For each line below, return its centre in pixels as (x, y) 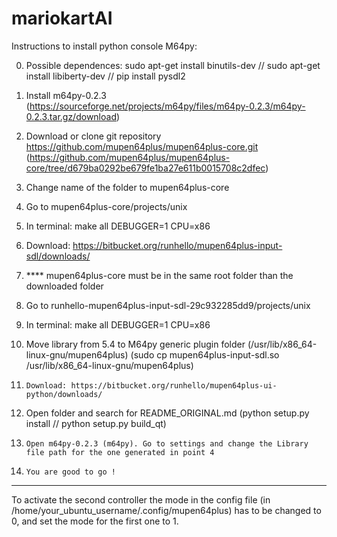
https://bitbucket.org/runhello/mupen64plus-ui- (174, 385)
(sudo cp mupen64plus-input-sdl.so (205, 354)
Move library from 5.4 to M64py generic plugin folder (135, 344)
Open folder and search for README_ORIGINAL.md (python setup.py (167, 413)
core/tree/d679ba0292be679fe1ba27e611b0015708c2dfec (145, 168)
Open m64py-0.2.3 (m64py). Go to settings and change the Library (167, 443)
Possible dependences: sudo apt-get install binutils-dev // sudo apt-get (173, 65)
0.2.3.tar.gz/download (71, 116)
